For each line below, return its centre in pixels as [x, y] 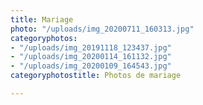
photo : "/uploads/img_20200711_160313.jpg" [102, 29]
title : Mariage [42, 19]
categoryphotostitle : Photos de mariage [96, 76]
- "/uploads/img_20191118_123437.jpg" [91, 47]
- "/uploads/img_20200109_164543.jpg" [91, 66]
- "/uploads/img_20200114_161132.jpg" [91, 57]
